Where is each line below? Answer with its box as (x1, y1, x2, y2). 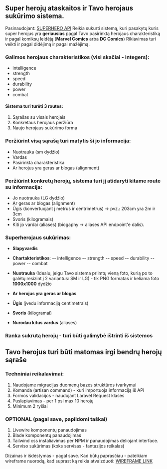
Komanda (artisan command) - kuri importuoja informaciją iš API (12, 387, 145, 393)
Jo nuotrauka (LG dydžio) (12, 195, 65, 201)
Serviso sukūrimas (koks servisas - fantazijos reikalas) (12, 443, 125, 449)
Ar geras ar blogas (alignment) (12, 200, 76, 206)
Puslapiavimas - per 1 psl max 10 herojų (12, 398, 94, 404)
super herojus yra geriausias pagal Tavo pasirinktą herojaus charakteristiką (5, 30, 161, 37)
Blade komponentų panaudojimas (12, 432, 81, 438)
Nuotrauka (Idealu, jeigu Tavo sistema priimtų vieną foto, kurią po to (12, 270, 153, 276)
